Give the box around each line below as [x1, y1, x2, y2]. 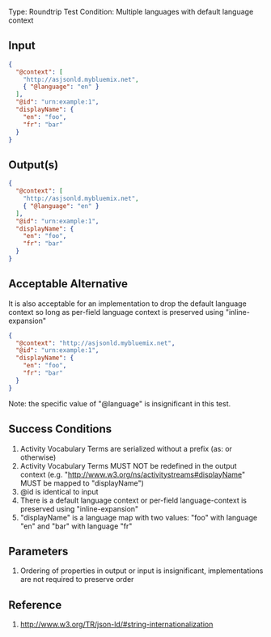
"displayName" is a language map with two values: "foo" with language [19, 512, 257, 522]
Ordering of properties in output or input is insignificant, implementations [19, 566, 264, 575]
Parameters [8, 544, 69, 558]
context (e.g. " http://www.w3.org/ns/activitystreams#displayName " [19, 469, 246, 479]
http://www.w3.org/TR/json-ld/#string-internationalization [19, 619, 214, 630]
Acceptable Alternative [8, 277, 128, 291]
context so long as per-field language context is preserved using [8, 307, 224, 316]
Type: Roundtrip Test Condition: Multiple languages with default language [8, 7, 254, 16]
